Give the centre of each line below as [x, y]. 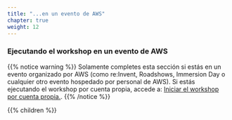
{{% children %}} [32, 110]
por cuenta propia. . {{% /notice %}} [59, 96]
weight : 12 [23, 27]
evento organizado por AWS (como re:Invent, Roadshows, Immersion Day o [116, 74]
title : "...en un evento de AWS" [56, 14]
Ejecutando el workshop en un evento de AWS [88, 51]
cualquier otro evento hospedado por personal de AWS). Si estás [101, 81]
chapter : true [28, 20]
